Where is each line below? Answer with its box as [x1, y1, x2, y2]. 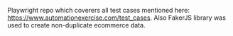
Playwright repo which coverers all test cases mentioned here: [7, 6, 190, 14]
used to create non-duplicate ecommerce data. [7, 21, 146, 29]
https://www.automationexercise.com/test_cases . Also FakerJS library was [7, 13, 226, 22]
